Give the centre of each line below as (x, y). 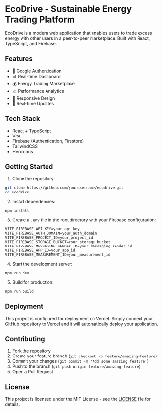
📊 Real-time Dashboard (36, 76)
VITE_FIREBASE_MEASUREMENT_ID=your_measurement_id (58, 255)
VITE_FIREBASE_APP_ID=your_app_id (40, 250)
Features (19, 59)
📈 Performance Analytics (38, 91)
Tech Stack (23, 119)
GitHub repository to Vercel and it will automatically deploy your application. (81, 324)
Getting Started (29, 167)
